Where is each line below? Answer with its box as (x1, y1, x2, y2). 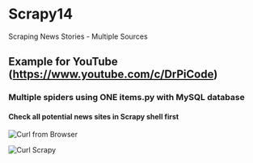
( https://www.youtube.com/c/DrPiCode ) (8, 68, 218, 81)
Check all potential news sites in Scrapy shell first (8, 111, 179, 121)
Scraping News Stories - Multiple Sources (8, 31, 148, 41)
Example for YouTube (8, 55, 119, 69)
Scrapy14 (8, 5, 74, 23)
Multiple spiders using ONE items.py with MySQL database (8, 92, 245, 103)
